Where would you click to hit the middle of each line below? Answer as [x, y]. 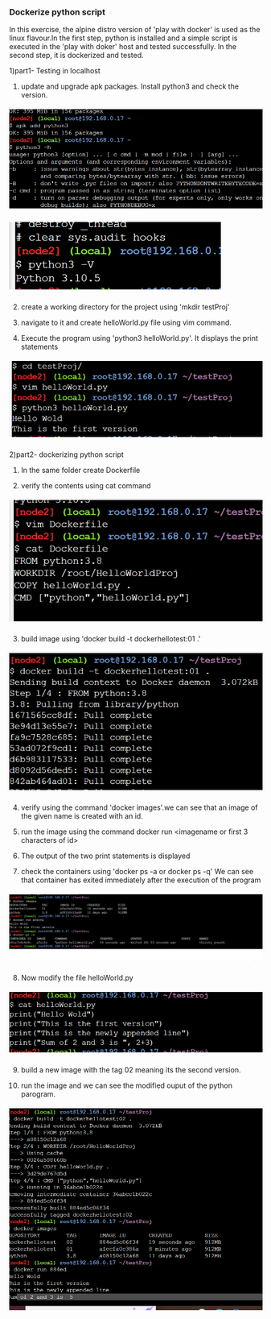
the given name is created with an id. [82, 816]
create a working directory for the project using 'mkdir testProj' [125, 307]
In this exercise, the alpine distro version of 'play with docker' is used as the [135, 30]
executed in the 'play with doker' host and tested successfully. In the [123, 47]
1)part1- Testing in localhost [55, 71]
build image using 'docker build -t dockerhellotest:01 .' [111, 639]
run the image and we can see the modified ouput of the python [126, 1085]
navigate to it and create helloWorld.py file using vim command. [126, 323]
